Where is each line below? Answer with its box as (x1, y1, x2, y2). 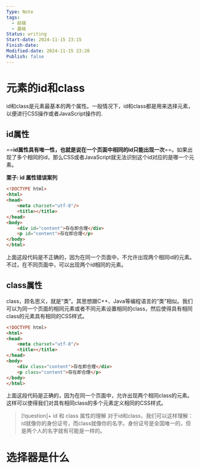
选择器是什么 (6, 450, 70, 464)
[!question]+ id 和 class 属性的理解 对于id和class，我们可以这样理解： (20, 412, 194, 420)
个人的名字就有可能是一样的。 (31, 428, 106, 435)
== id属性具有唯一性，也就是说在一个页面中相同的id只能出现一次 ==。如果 (6, 146, 188, 153)
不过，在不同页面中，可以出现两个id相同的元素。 (6, 261, 127, 268)
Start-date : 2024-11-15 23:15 (6, 37, 82, 43)
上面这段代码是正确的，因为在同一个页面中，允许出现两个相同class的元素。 (6, 392, 193, 399)
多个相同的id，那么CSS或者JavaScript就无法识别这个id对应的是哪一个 (16, 154, 189, 161)
